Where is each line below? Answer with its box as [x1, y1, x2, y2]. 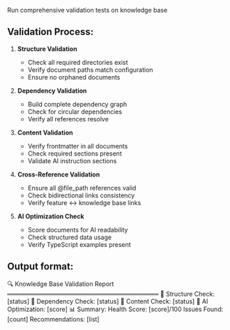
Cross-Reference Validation [17, 170, 100, 179]
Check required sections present [27, 149, 122, 158]
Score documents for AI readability [27, 225, 128, 234]
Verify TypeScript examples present [27, 240, 131, 248]
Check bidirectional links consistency [27, 191, 135, 200]
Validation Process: [7, 26, 94, 38]
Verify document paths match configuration [27, 66, 153, 74]
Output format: [7, 261, 74, 273]
